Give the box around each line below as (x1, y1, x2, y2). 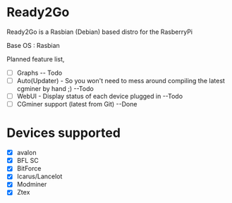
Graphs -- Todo (16, 68, 63, 77)
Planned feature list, (6, 54, 65, 63)
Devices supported (6, 125, 121, 141)
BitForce (16, 164, 42, 173)
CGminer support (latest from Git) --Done (16, 100, 138, 109)
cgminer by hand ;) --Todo (16, 85, 94, 93)
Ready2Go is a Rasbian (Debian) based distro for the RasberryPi (6, 27, 193, 36)
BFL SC (16, 156, 39, 165)
